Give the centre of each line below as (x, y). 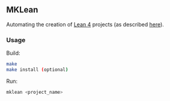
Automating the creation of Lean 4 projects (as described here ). (85, 24)
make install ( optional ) (37, 69)
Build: (13, 53)
